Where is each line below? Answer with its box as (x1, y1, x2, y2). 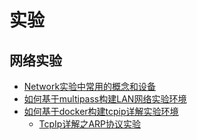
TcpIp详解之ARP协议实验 (38, 118, 142, 130)
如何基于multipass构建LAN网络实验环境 (23, 93, 187, 105)
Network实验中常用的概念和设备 (23, 81, 157, 92)
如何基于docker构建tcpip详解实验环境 (23, 106, 179, 117)
